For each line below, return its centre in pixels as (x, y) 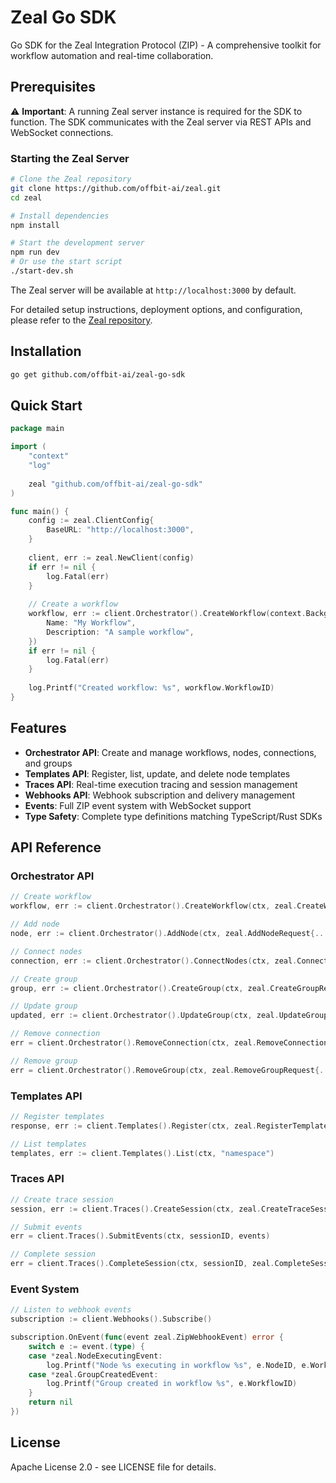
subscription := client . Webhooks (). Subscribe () (111, 1319)
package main (37, 429)
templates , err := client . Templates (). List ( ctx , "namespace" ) (142, 1153)
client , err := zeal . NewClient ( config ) (111, 557)
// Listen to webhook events (71, 1310)
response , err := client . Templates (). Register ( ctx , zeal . (133, 1126)
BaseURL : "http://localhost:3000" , (120, 530)
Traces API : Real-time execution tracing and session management (161, 784)
